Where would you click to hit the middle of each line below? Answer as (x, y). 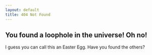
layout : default (22, 10)
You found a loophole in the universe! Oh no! (76, 35)
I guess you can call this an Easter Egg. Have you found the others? (75, 47)
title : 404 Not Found (28, 15)
